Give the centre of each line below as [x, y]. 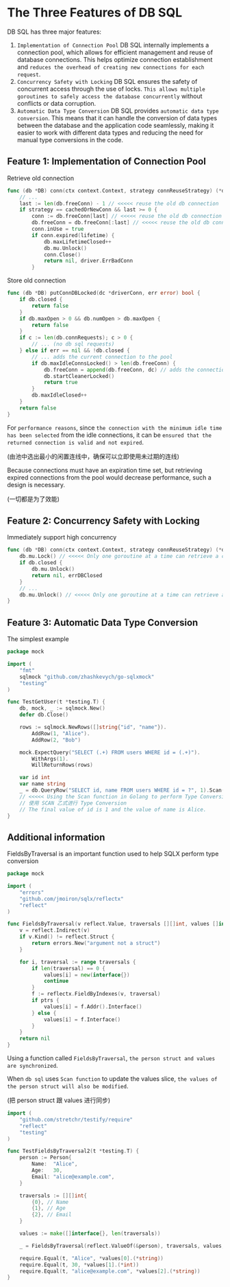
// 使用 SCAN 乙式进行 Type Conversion [73, 803]
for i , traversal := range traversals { [78, 962]
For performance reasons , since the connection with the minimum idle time [115, 427]
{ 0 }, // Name [50, 1202]
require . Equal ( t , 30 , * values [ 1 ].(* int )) [79, 1265]
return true [61, 383]
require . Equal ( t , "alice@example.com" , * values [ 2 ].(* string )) [110, 1271]
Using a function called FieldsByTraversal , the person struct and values [111, 1058]
